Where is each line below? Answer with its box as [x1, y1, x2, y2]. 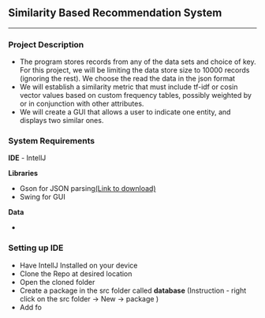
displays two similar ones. [19, 116, 104, 125]
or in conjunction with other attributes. [19, 99, 144, 109]
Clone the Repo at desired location [19, 268, 132, 279]
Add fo [19, 302, 42, 312]
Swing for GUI [19, 193, 65, 202]
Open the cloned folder [19, 277, 95, 286]
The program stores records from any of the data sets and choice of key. [19, 57, 256, 66]
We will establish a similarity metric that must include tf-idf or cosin [19, 82, 238, 92]
